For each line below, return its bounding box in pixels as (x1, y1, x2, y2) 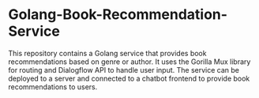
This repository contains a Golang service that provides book (8, 48, 207, 58)
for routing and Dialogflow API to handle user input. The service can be (8, 65, 239, 74)
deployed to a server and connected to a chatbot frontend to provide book (8, 73, 250, 83)
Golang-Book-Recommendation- (8, 6, 227, 24)
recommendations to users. (8, 81, 98, 92)
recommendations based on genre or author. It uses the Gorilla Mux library (8, 57, 251, 66)
